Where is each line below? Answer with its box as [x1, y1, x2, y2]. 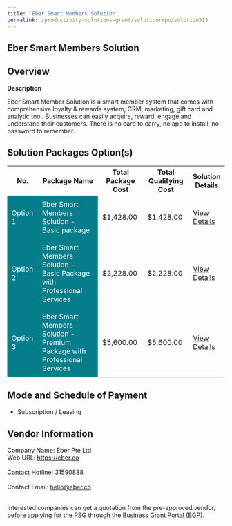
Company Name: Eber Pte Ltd [7, 447, 92, 455]
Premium [41, 337, 71, 347]
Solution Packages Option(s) [7, 147, 133, 159]
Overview [7, 66, 50, 77]
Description [7, 84, 42, 92]
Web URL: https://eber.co [7, 453, 79, 462]
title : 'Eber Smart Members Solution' [7, 10, 119, 17]
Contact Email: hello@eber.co [7, 483, 92, 491]
